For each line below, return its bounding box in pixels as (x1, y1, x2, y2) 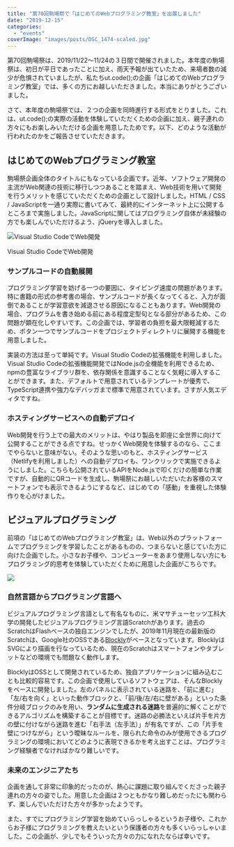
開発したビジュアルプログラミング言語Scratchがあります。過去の (19, 618, 205, 626)
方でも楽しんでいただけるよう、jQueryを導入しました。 (7, 218, 167, 226)
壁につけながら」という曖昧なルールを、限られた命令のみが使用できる (7, 728, 209, 737)
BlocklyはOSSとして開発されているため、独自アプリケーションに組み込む (7, 667, 217, 676)
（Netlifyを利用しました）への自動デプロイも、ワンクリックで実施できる (7, 457, 215, 465)
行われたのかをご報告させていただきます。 (7, 132, 129, 140)
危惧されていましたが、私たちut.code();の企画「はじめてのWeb (19, 74, 201, 82)
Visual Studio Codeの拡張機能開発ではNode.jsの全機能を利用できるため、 (7, 360, 218, 368)
